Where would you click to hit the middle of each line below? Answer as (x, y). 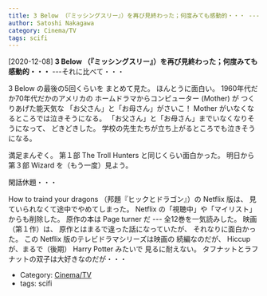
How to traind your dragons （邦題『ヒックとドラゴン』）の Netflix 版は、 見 (132, 199)
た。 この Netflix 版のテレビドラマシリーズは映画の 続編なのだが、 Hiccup (130, 239)
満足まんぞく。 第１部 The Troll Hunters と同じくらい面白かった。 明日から (132, 156)
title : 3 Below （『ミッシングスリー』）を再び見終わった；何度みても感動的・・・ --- (134, 16)
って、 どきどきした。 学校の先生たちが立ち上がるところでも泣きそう (142, 128)
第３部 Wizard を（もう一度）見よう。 (71, 165)
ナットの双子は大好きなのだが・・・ (68, 259)
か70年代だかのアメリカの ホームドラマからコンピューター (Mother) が (124, 99)
